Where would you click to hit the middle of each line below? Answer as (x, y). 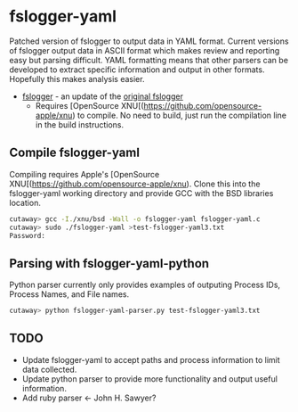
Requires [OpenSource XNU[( (89, 105)
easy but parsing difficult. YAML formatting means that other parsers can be (149, 60)
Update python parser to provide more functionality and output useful (150, 379)
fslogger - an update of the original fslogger (103, 96)
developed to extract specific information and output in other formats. (137, 70)
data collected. (49, 369)
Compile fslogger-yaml (75, 153)
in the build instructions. (80, 124)
